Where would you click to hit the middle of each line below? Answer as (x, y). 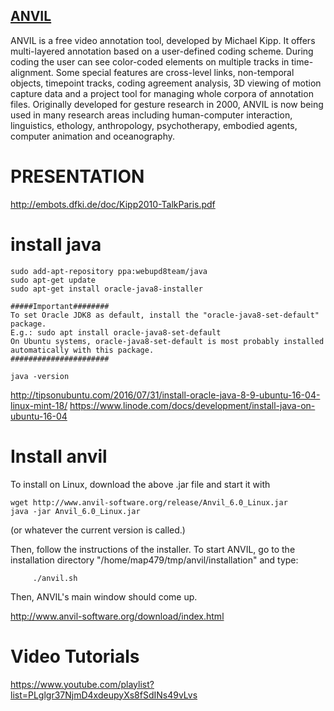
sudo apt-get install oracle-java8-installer (106, 289)
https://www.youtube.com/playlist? (82, 684)
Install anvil (59, 456)
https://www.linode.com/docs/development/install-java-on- (192, 405)
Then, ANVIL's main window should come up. (104, 596)
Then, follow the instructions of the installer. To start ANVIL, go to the (153, 549)
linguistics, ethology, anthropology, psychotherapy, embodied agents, (154, 125)
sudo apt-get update (53, 280)
